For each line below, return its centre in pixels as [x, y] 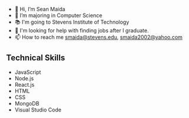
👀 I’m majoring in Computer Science [58, 15]
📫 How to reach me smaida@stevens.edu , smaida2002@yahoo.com [99, 37]
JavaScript [28, 72]
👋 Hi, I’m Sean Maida [40, 9]
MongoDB [27, 103]
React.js [25, 84]
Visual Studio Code [38, 110]
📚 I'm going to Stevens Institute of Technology [72, 22]
